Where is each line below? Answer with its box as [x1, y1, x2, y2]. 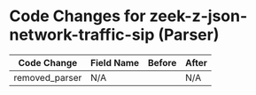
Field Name [89, 56, 140, 69]
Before [147, 56, 177, 69]
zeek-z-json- [149, 6, 248, 26]
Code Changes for [9, 6, 146, 26]
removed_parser [13, 71, 82, 84]
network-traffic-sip [9, 25, 155, 45]
